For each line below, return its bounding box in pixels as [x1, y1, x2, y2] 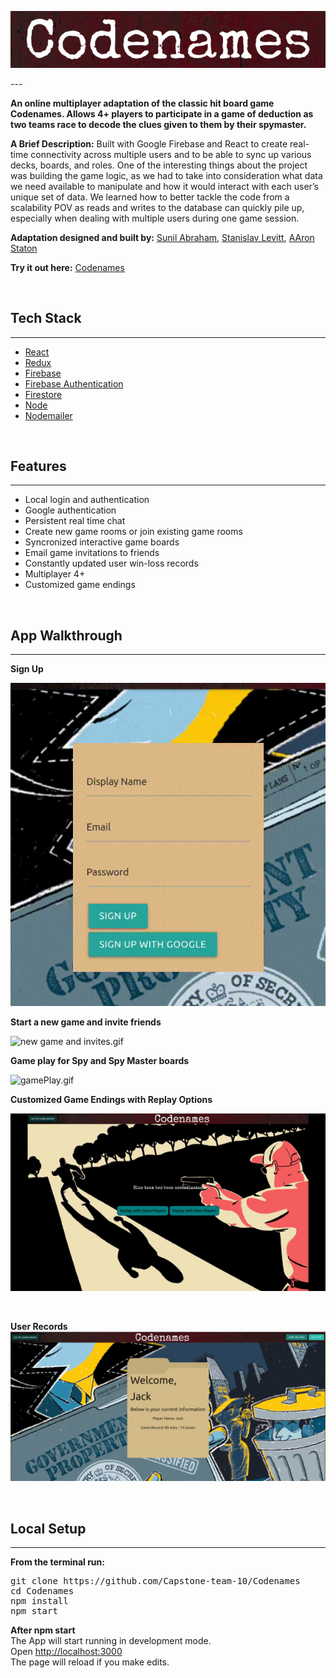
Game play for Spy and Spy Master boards [10, 1055, 190, 1067]
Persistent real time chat [24, 515, 126, 527]
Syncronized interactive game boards [24, 536, 180, 548]
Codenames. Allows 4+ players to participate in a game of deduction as [10, 107, 314, 120]
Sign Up [10, 663, 44, 675]
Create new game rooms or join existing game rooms [24, 526, 243, 538]
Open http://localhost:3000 [10, 1646, 123, 1658]
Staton [10, 242, 38, 254]
